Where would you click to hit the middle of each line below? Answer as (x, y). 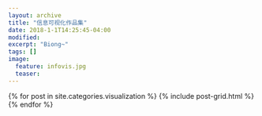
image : (19, 60)
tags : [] (22, 52)
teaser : (28, 74)
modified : (24, 37)
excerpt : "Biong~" (38, 45)
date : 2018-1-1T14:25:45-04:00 (60, 30)
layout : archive (35, 15)
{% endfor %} (31, 104)
